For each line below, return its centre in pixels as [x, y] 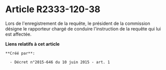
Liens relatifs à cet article [32, 44]
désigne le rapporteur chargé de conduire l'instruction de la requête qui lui [83, 28]
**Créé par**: [20, 53]
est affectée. [19, 34]
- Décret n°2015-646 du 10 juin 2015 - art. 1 [60, 62]
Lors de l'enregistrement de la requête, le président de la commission [78, 23]
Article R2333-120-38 [53, 9]
